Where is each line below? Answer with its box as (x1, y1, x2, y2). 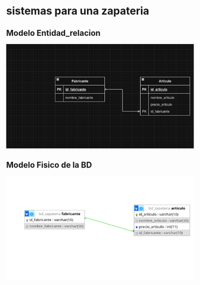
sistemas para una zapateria (6, 4, 150, 18)
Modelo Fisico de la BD (6, 160, 92, 171)
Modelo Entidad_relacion (6, 28, 101, 38)
